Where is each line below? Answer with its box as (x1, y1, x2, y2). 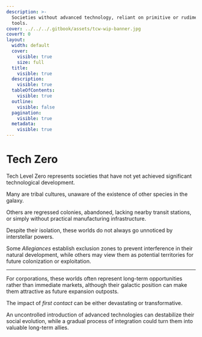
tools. (11, 20, 28, 26)
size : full (17, 59, 44, 65)
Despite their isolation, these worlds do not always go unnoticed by (6, 227, 173, 234)
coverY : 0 (6, 31, 31, 37)
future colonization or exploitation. (6, 257, 91, 265)
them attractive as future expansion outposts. (6, 288, 119, 295)
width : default (11, 43, 50, 49)
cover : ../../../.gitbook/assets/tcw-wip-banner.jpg (6, 25, 141, 32)
